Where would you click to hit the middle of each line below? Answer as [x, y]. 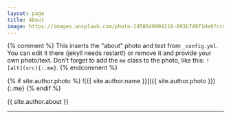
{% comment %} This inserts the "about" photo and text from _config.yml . [113, 46]
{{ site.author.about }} [38, 102]
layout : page [26, 13]
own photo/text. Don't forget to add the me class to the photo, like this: [106, 61]
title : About [26, 20]
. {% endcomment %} [87, 68]
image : [16, 26]
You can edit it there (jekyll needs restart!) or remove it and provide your [109, 53]
